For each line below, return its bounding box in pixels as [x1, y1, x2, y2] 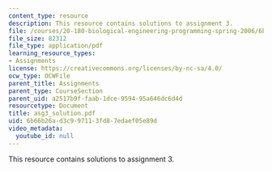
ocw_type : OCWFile [8, 72, 70, 80]
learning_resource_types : [8, 49, 96, 57]
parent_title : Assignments [8, 79, 100, 87]
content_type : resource [8, 11, 89, 20]
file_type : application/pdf [8, 42, 104, 50]
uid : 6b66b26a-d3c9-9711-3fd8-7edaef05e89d [8, 117, 158, 125]
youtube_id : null [15, 132, 74, 140]
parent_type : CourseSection [8, 86, 104, 95]
